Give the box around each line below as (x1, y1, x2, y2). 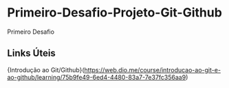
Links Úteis (7, 47, 56, 59)
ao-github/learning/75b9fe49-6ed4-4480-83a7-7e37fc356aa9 (7, 73, 186, 81)
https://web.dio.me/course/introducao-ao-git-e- (84, 65, 221, 74)
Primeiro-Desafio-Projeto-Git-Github (7, 5, 222, 21)
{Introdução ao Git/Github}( (7, 65, 85, 74)
